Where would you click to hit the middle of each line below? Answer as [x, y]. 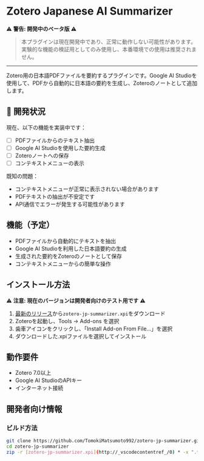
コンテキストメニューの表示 [50, 163]
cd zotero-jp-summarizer [38, 446]
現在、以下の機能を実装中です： [46, 127]
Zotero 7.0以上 [33, 373]
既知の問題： [22, 176]
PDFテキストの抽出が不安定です [55, 196]
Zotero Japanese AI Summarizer [90, 11]
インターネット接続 [39, 388]
